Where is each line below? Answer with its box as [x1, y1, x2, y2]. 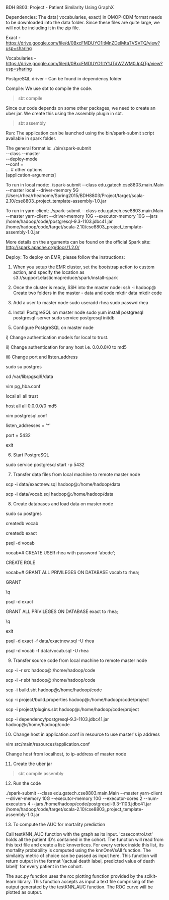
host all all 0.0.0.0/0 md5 [6, 403, 57, 409]
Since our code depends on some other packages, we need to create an [6, 105, 155, 111]
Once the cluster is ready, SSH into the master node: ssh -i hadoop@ [13, 285, 156, 290]
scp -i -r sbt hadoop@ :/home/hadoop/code [6, 677, 96, 683]
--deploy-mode [6, 156, 38, 162]
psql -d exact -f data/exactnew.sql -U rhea [6, 638, 95, 644]
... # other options [6, 167, 43, 172]
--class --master [6, 151, 41, 156]
